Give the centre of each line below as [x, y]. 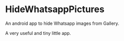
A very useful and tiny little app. [38, 33]
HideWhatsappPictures [55, 9]
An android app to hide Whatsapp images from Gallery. [62, 23]
